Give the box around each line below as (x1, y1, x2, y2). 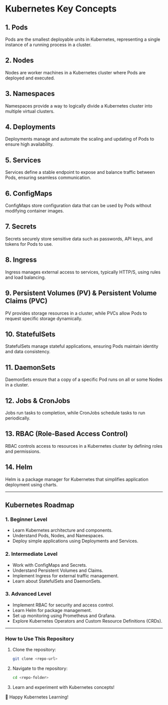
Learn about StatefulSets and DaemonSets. (12, 578, 101, 584)
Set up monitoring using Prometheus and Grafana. (12, 613, 116, 619)
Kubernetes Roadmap (5, 500, 74, 509)
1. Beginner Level (5, 516, 47, 523)
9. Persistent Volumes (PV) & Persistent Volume (5, 289, 157, 297)
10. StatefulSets (5, 330, 56, 338)
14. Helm (5, 463, 32, 471)
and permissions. (5, 448, 41, 454)
